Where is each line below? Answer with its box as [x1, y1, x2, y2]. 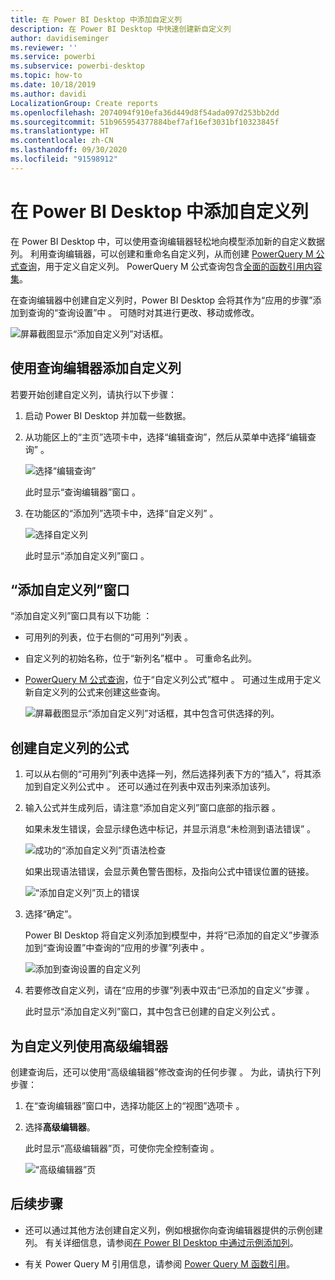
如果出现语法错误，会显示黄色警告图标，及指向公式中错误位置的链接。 [24, 866, 315, 878]
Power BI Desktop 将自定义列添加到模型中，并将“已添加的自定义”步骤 [24, 929, 311, 941]
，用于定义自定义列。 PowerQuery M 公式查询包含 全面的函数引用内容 [36, 260, 323, 272]
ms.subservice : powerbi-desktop [10, 61, 145, 71]
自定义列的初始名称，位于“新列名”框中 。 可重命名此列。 [24, 652, 258, 665]
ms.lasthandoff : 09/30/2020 [10, 145, 128, 155]
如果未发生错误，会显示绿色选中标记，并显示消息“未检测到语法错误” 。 [24, 823, 317, 835]
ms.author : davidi [10, 89, 87, 99]
